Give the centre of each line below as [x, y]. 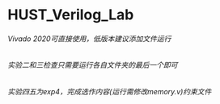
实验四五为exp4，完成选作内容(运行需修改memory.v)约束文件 [110, 92]
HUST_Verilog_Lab [71, 15]
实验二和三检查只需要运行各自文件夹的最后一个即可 [93, 65]
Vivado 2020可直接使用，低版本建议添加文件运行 [89, 39]
